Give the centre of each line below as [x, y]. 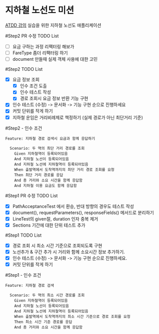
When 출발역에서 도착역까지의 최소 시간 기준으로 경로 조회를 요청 [72, 317]
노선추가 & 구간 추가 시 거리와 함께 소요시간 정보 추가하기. [69, 252]
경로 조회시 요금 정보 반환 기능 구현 [54, 98]
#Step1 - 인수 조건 [23, 275]
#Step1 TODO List [23, 235]
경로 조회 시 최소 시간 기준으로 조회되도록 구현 [57, 245]
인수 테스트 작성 [35, 92]
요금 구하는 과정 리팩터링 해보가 [43, 46]
